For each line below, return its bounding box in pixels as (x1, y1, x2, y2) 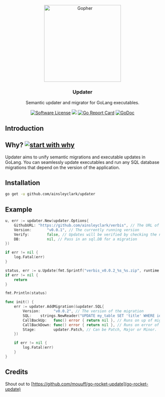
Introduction (5, 124, 44, 132)
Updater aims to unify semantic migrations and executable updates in (5, 154, 146, 160)
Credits (5, 368, 28, 376)
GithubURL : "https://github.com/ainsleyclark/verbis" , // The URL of (14, 223, 160, 228)
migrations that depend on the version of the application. (5, 164, 120, 170)
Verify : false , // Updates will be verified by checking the (14, 232, 157, 237)
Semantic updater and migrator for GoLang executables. (25, 100, 140, 106)
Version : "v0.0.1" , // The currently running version (14, 227, 139, 232)
